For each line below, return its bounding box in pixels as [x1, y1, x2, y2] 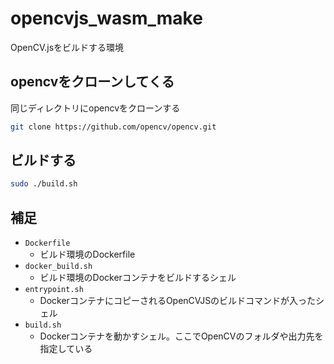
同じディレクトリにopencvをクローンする [10, 102, 181, 114]
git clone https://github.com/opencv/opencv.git [10, 122, 217, 132]
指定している [39, 343, 93, 355]
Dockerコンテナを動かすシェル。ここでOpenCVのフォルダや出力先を [39, 330, 324, 342]
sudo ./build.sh [10, 179, 78, 189]
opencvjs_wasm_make [10, 7, 203, 30]
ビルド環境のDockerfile [39, 248, 136, 261]
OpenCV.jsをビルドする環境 [10, 41, 125, 53]
